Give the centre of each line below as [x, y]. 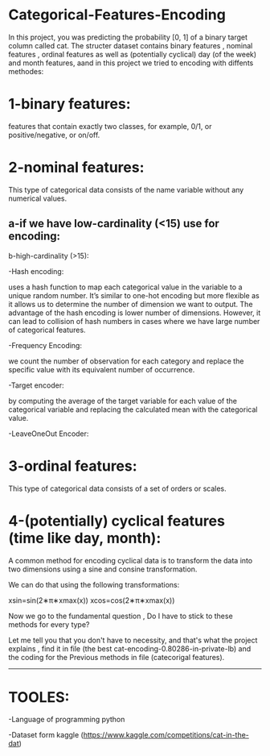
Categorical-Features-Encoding [117, 15]
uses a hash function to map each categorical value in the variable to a [125, 287]
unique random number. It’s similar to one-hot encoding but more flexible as [134, 295]
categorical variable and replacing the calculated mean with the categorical [133, 409]
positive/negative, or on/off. [54, 135]
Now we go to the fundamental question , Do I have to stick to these [121, 616]
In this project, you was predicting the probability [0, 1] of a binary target [128, 37]
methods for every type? [49, 624]
